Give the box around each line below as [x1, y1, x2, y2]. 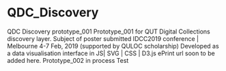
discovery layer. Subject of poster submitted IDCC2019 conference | [7, 34, 199, 42]
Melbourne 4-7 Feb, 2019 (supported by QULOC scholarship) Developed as [7, 42, 220, 50]
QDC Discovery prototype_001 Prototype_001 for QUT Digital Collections [7, 27, 210, 35]
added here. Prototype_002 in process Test [7, 56, 129, 64]
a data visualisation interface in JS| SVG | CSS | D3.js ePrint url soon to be [7, 49, 215, 57]
